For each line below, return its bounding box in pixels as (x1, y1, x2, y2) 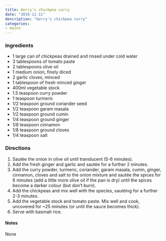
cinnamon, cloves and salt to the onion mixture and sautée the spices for (12, 172, 161, 178)
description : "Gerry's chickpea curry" (5, 16, 88, 21)
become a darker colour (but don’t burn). (12, 182, 96, 188)
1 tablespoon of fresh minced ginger (12, 80, 87, 86)
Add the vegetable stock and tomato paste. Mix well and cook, (12, 198, 140, 204)
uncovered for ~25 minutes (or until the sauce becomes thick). (12, 203, 140, 209)
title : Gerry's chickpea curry (5, 7, 70, 12)
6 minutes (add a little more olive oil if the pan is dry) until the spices (12, 177, 152, 183)
